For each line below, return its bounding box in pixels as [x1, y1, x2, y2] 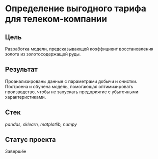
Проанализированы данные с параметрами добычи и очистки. [5, 78, 137, 84]
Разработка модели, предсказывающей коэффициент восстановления [5, 46, 154, 52]
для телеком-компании [5, 13, 107, 25]
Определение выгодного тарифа [5, 3, 146, 14]
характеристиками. [5, 94, 46, 100]
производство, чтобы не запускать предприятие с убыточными [5, 89, 139, 95]
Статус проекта [5, 135, 56, 144]
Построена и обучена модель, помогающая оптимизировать [5, 83, 133, 89]
